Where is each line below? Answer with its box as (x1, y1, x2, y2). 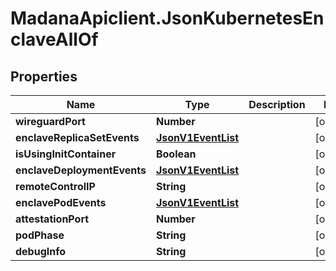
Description (248, 98, 306, 111)
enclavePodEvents (15, 196, 107, 209)
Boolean (155, 147, 197, 161)
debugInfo (15, 245, 67, 258)
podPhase (15, 228, 65, 242)
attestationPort (15, 212, 90, 226)
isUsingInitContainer (15, 147, 117, 161)
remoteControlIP (15, 180, 96, 193)
